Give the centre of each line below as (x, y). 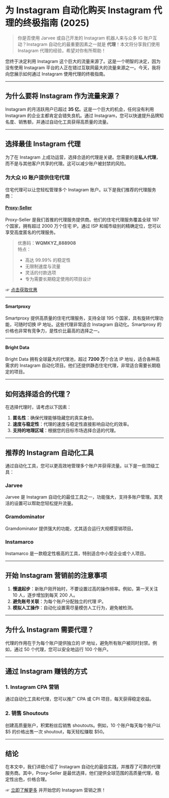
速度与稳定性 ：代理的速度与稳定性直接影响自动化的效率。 (72, 424)
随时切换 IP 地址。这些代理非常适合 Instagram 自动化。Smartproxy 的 (90, 325)
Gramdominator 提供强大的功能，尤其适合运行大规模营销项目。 (70, 528)
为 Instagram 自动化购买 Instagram (78, 10)
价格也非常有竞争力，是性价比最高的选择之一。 (54, 331)
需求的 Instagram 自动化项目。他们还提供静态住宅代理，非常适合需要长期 (81, 365)
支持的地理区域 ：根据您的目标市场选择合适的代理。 (65, 431)
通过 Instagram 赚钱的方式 (46, 671)
